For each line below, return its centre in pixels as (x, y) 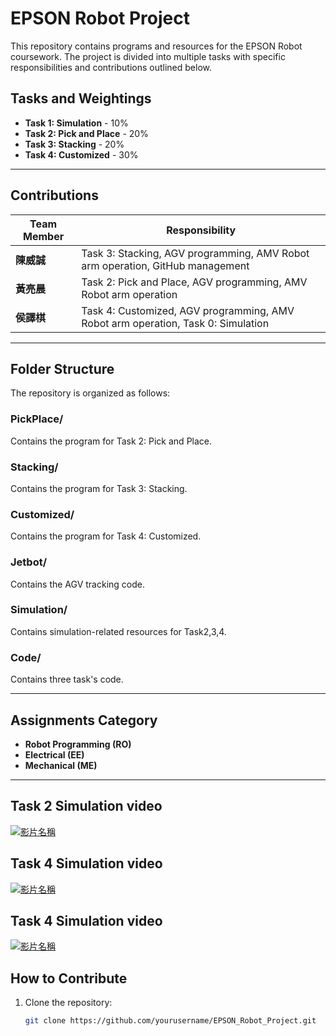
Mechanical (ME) (61, 765)
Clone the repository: (68, 1003)
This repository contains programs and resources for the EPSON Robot (156, 46)
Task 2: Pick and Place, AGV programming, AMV (194, 282)
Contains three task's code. (67, 679)
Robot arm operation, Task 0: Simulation (175, 323)
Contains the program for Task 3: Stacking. (99, 488)
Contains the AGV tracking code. (77, 584)
